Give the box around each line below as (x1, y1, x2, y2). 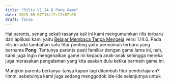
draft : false (5, 17, 33, 22)
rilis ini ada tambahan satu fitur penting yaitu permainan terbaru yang (5, 42, 150, 48)
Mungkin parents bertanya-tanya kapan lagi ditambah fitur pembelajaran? (5, 68, 160, 74)
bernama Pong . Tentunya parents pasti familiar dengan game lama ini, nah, (5, 47, 163, 53)
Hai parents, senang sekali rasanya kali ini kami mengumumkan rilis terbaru (5, 31, 163, 37)
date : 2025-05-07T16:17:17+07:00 (5, 12, 76, 17)
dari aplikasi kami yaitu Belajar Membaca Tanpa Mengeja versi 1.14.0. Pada (5, 36, 161, 42)
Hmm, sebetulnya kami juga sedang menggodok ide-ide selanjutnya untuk (5, 73, 161, 79)
